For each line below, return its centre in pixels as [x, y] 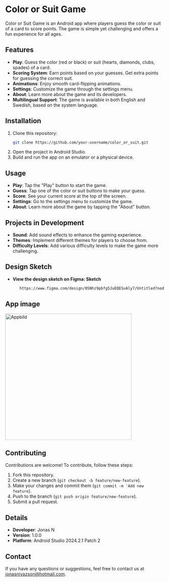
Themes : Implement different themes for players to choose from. [80, 240]
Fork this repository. [33, 475]
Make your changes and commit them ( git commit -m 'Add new [78, 486]
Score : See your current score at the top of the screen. [70, 196]
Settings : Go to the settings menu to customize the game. [73, 202]
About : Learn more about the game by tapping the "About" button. [82, 207]
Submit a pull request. [35, 502]
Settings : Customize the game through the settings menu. [73, 89]
